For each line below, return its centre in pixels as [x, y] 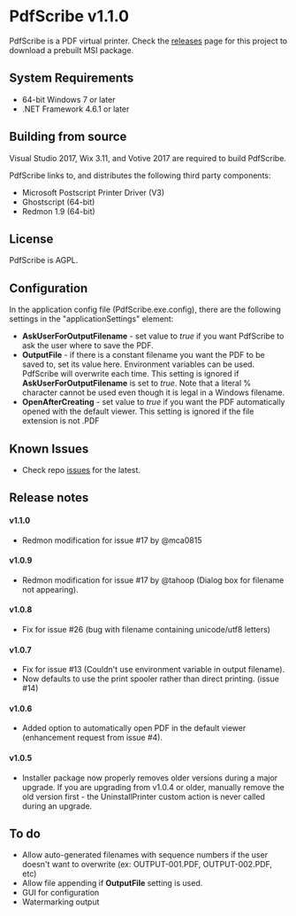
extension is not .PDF [61, 421]
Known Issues [49, 449]
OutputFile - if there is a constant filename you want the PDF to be [143, 355]
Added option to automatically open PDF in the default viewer [134, 728]
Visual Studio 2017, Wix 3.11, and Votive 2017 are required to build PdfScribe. [148, 158]
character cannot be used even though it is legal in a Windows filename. [153, 392]
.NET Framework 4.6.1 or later [76, 109]
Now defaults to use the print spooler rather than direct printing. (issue [151, 679]
